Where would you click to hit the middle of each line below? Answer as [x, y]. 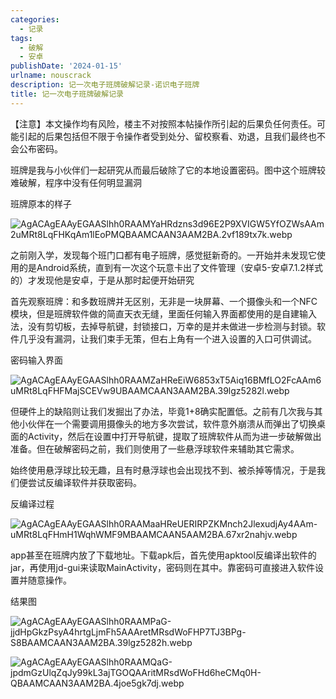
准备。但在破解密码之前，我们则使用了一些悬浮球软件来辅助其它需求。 [155, 448]
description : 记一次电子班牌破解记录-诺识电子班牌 [105, 85]
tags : [21, 38]
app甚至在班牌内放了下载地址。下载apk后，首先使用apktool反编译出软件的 [163, 555]
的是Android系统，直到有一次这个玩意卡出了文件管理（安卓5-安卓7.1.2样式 [170, 267]
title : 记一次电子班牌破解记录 [67, 94]
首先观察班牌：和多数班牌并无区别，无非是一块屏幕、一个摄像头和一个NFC [164, 301]
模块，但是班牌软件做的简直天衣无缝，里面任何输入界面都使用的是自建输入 [163, 313]
